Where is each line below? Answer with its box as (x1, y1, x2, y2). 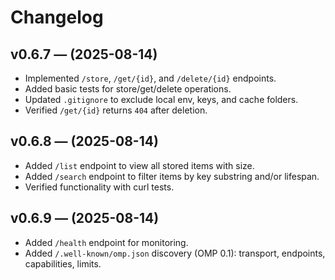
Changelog (10, 6, 104, 29)
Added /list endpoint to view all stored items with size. (24, 159, 255, 171)
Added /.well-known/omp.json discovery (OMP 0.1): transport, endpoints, (24, 247, 326, 259)
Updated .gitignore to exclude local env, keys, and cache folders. (24, 94, 299, 105)
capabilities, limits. (24, 257, 102, 270)
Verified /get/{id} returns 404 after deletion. (24, 104, 208, 116)
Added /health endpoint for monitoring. (24, 236, 189, 248)
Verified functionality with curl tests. (24, 181, 175, 193)
